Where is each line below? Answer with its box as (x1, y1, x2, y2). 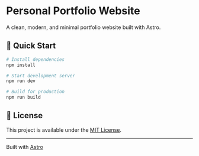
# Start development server (6, 73, 76, 79)
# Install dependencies (6, 56, 65, 63)
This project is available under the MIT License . (6, 126, 122, 134)
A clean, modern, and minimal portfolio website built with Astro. (6, 24, 161, 31)
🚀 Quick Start (6, 41, 56, 51)
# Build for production (6, 89, 65, 95)
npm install (6, 62, 36, 68)
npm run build (6, 95, 41, 100)
